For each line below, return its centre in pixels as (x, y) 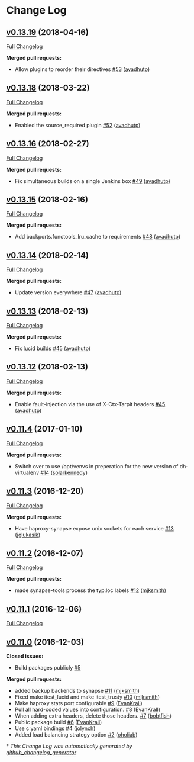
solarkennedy (69, 472)
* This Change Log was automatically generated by (69, 746)
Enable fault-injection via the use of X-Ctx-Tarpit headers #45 (90, 404)
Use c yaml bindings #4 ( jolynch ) (55, 728)
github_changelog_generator (41, 752)
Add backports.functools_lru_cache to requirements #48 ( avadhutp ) (98, 237)
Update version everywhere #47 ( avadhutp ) (68, 292)
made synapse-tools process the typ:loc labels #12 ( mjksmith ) (90, 590)
